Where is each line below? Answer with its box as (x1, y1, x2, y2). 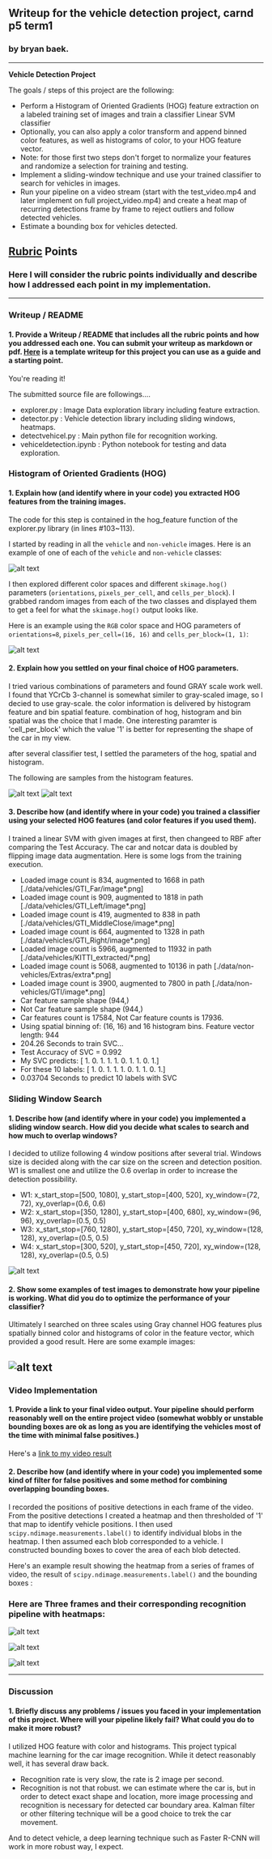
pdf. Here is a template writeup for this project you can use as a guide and (8, 347, 261, 356)
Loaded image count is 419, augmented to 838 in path (19, 910, 201, 920)
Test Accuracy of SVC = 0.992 (19, 1048, 122, 1057)
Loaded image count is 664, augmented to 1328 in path (19, 927, 205, 937)
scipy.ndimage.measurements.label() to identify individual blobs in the (8, 1528, 243, 1538)
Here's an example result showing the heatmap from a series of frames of (8, 1561, 255, 1571)
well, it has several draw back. (8, 1759, 109, 1768)
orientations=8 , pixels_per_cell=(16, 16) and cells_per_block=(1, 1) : (8, 629, 249, 639)
